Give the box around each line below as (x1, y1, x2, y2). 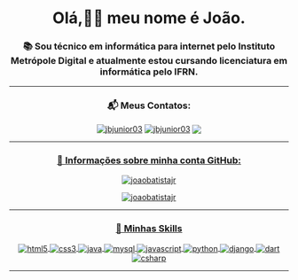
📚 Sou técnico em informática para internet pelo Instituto (22, 40, 276, 52)
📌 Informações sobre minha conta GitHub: (57, 154, 241, 167)
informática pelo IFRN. (99, 66, 199, 78)
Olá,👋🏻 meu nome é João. (52, 8, 246, 28)
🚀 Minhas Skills (115, 222, 183, 234)
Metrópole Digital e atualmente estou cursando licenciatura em (10, 55, 288, 67)
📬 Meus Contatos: (106, 99, 192, 112)
